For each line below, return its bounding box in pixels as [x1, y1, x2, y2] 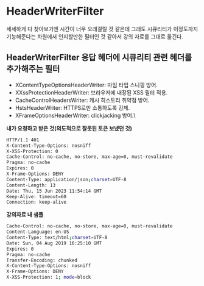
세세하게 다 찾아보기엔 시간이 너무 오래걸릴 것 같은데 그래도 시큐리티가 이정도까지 [6, 25, 199, 32]
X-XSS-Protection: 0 [6, 148, 59, 154]
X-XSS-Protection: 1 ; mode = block [6, 274, 91, 281]
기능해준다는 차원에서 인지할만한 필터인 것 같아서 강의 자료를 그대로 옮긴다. [6, 32, 184, 40]
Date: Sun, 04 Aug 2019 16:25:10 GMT [6, 240, 102, 246]
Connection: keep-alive [6, 199, 67, 206]
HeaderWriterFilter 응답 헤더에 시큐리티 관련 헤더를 [6, 52, 192, 63]
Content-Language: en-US [6, 229, 69, 235]
